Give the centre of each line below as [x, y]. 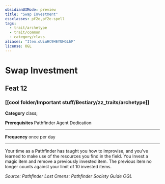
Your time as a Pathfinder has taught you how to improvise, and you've [77, 151]
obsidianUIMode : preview [30, 10]
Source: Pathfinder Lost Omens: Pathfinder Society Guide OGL [69, 176]
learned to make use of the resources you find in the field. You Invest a [77, 156]
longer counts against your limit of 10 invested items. [58, 166]
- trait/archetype [28, 28]
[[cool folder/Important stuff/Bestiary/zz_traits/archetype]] [77, 103]
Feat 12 [16, 89]
